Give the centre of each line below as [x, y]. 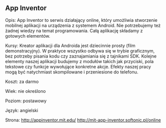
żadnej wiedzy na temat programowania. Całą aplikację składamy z [74, 31]
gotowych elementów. [28, 36]
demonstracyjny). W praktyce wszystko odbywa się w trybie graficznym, [80, 51]
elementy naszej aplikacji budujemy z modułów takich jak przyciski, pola [80, 61]
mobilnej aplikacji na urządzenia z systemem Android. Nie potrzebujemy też [83, 25]
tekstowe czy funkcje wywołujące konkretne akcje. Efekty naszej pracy [78, 66]
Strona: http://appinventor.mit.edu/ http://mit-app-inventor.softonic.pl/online [83, 120]
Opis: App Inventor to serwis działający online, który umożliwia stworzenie [82, 20]
